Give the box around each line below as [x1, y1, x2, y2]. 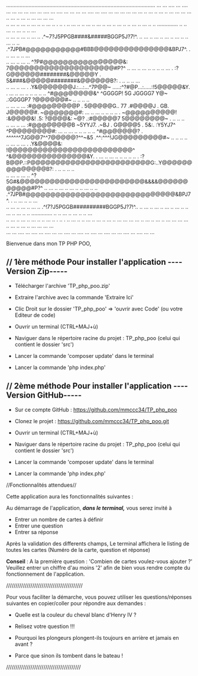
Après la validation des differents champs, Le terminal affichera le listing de [6, 539, 190, 547]
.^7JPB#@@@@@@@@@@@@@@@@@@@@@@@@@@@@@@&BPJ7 [6, 191, 191, 198]
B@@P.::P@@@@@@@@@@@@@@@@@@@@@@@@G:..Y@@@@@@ [6, 159, 192, 166]
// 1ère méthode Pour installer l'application [6, 257, 167, 267]
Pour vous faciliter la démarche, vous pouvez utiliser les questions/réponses [6, 593, 192, 601]
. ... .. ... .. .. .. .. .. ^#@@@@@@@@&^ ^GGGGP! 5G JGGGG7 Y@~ [6, 90, 168, 97]
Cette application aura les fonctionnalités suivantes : [6, 493, 134, 500]
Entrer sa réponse [14, 528, 59, 535]
